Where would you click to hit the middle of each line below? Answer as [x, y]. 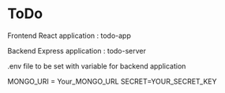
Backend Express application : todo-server [77, 50]
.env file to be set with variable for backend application [97, 66]
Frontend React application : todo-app [69, 35]
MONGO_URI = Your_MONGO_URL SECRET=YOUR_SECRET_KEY [112, 81]
